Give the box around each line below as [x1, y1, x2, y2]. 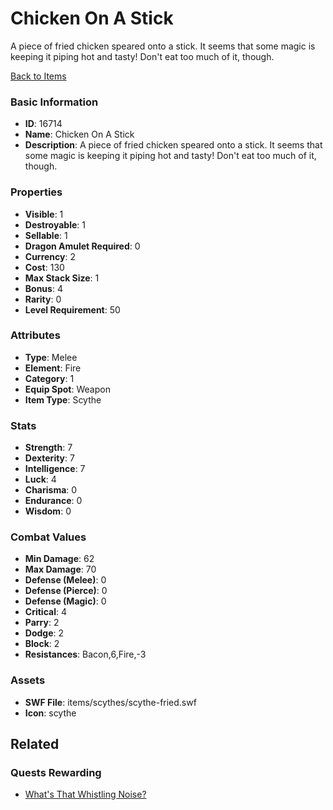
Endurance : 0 [24, 495, 83, 507]
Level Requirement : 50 [24, 303, 121, 316]
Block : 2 [24, 638, 60, 650]
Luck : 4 [24, 473, 57, 486]
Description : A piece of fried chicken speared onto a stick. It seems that [24, 139, 323, 151]
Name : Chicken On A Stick [24, 128, 135, 141]
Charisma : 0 [24, 484, 78, 496]
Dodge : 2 [24, 627, 65, 639]
